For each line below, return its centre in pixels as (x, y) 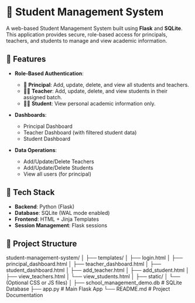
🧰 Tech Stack (30, 192)
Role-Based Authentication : (49, 73)
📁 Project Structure (42, 243)
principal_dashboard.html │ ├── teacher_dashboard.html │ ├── (84, 264)
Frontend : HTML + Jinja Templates (57, 219)
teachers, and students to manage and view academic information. (87, 41)
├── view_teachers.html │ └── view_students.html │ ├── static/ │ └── (93, 277)
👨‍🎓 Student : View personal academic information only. (90, 103)
